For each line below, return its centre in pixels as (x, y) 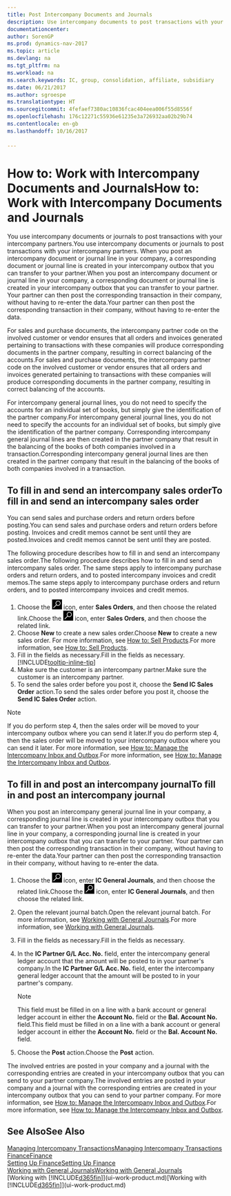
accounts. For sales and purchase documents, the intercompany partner (109, 360)
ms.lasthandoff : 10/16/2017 (48, 131)
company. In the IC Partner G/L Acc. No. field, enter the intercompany (116, 968)
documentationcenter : (38, 29)
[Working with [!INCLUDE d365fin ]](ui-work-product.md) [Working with (107, 1177)
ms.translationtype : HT (41, 102)
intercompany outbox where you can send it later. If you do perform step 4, (113, 733)
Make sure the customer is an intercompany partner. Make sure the (112, 670)
